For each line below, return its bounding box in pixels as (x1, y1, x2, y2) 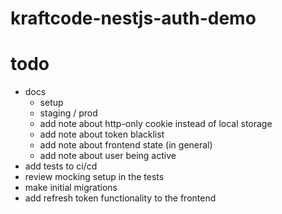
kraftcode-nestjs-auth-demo (10, 7, 257, 30)
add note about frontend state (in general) (39, 139, 213, 151)
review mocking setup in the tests (24, 171, 165, 183)
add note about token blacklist (39, 128, 165, 141)
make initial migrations (24, 182, 118, 194)
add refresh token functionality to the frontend (24, 192, 217, 204)
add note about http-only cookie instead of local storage (39, 118, 273, 130)
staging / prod (39, 107, 98, 119)
